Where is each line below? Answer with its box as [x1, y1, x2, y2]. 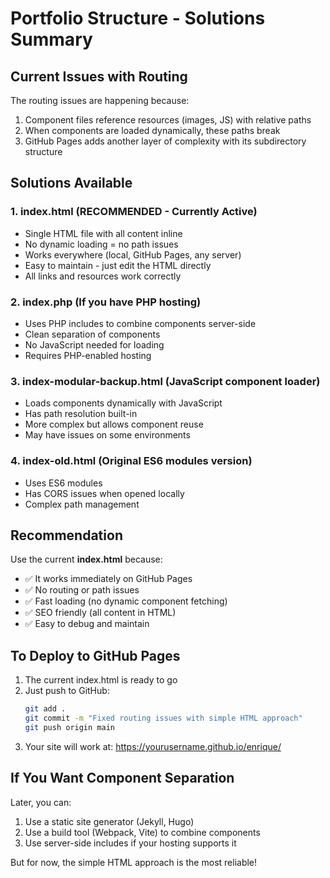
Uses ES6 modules [24, 477, 103, 489]
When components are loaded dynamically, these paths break [24, 125, 281, 136]
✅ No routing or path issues [24, 584, 140, 596]
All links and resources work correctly [24, 270, 182, 282]
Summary [10, 28, 93, 51]
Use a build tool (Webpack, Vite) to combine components [24, 826, 261, 838]
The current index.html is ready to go [24, 674, 178, 686]
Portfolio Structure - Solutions [10, 7, 266, 30]
